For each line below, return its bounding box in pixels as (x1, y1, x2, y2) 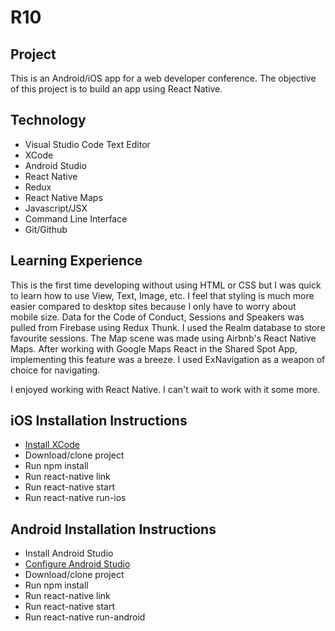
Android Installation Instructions (10, 521, 217, 538)
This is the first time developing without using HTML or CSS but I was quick (10, 279, 322, 291)
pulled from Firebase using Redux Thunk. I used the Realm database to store (10, 321, 326, 333)
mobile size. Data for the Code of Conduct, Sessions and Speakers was (10, 311, 305, 323)
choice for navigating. (10, 364, 101, 376)
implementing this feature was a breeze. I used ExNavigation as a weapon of (10, 353, 326, 365)
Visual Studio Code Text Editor (24, 138, 151, 150)
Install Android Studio (24, 547, 114, 560)
